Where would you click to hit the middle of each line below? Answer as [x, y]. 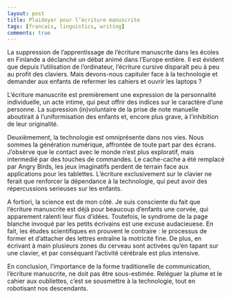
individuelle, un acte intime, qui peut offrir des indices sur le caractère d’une [115, 102]
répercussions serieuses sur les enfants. [65, 189]
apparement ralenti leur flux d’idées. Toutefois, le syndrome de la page [108, 217]
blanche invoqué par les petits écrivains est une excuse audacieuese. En [110, 224]
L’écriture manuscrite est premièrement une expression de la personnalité [112, 95]
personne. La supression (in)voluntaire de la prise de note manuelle [103, 109]
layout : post [26, 13]
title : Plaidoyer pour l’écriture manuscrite [73, 20]
